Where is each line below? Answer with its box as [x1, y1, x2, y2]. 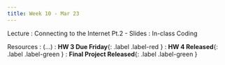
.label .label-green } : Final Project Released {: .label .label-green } [7, 50, 198, 58]
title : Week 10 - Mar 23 [7, 10, 80, 17]
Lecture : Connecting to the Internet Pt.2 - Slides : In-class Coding [7, 29, 198, 37]
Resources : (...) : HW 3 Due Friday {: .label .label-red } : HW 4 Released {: [7, 42, 219, 50]
